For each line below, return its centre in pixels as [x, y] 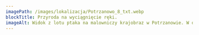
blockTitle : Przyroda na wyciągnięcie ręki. [61, 17]
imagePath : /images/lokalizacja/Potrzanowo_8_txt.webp [75, 12]
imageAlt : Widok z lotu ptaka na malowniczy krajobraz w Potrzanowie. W [97, 23]
